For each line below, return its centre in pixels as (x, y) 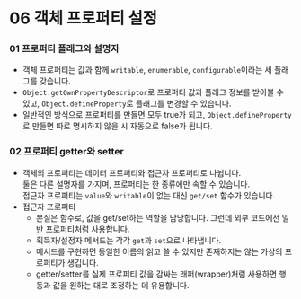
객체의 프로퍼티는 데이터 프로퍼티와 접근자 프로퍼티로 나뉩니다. (132, 172)
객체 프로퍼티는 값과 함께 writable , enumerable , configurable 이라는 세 (147, 70)
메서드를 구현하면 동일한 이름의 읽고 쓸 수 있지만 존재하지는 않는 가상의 (159, 251)
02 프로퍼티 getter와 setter (66, 152)
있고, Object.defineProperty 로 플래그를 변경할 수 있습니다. (127, 103)
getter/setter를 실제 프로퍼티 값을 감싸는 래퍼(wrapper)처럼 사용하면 (156, 274)
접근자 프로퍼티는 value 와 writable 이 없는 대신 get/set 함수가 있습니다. (149, 195)
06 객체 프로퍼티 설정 (84, 18)
